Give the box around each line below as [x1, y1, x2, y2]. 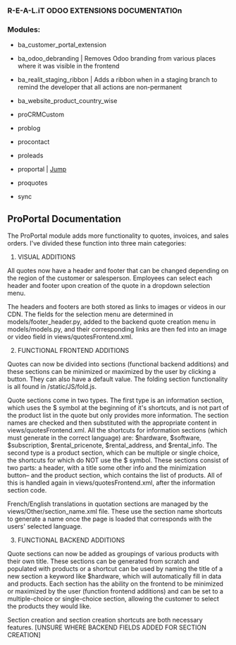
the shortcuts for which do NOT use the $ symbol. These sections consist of [7, 456, 229, 464]
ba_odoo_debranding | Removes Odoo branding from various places [17, 54, 216, 63]
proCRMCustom [17, 110, 65, 119]
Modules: [7, 24, 41, 34]
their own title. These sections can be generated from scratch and [7, 557, 199, 566]
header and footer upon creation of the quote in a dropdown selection [7, 282, 210, 290]
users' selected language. [7, 522, 82, 531]
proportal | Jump [17, 165, 67, 174]
